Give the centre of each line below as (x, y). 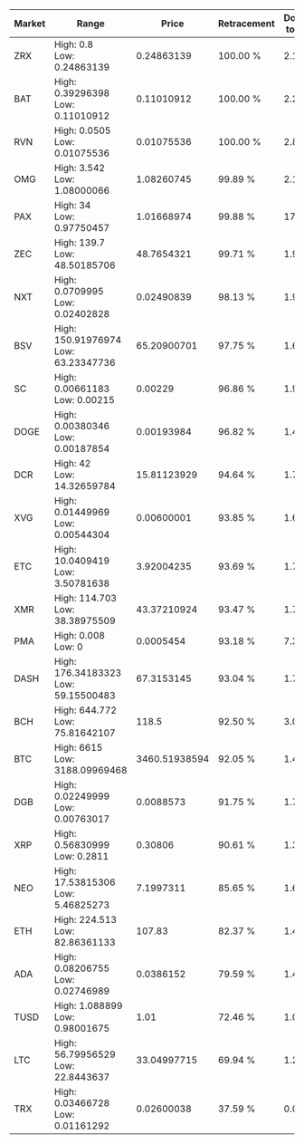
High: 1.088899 (88, 1006)
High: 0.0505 (82, 130)
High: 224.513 (85, 920)
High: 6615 (78, 748)
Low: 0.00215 (84, 400)
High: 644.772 (85, 710)
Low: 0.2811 (81, 856)
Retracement (247, 24)
